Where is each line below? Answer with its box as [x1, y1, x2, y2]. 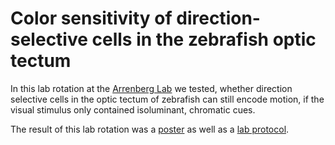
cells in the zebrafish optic [91, 28, 317, 51]
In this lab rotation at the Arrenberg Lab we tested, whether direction [10, 82, 293, 94]
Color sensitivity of [10, 7, 173, 30]
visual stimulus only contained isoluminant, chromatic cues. [10, 103, 256, 116]
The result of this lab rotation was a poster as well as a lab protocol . [10, 123, 290, 135]
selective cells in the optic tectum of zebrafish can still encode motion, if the [10, 93, 325, 105]
